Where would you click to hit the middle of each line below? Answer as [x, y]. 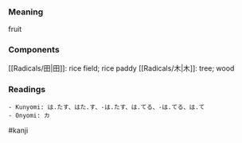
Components [34, 50]
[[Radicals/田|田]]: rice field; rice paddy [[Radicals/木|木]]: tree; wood [121, 68]
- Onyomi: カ [29, 115]
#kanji [18, 130]
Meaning [26, 12]
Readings [27, 89]
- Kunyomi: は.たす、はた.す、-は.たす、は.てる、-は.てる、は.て [107, 107]
